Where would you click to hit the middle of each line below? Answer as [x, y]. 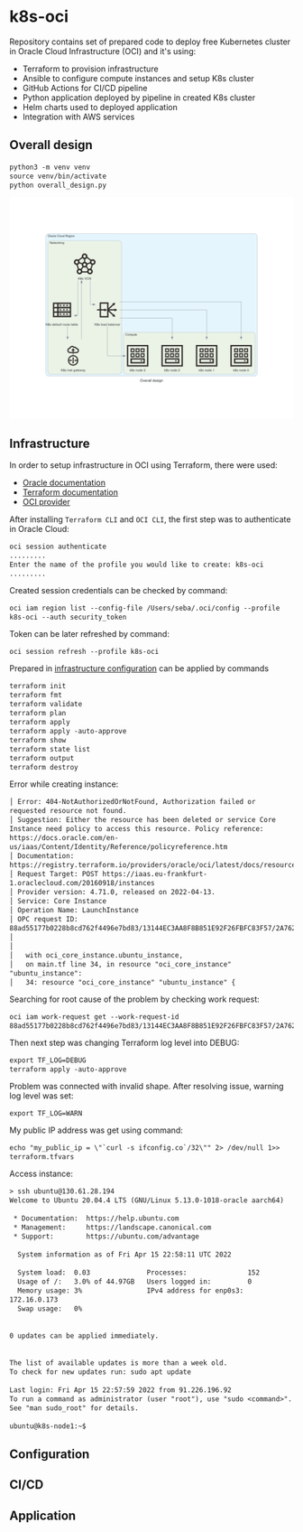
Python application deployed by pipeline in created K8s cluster [138, 98]
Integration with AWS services [78, 117]
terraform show [38, 741]
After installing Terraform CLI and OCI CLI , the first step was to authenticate [150, 519]
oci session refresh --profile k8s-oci [84, 652]
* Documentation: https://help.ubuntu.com [96, 1219]
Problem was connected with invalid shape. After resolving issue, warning [147, 1087]
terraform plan [38, 714]
